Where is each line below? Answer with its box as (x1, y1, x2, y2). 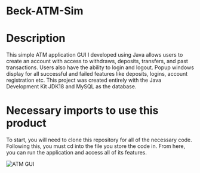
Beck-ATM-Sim (6, 4, 84, 18)
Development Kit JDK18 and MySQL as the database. (6, 83, 137, 90)
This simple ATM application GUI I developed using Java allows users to (6, 51, 183, 58)
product (6, 116, 47, 130)
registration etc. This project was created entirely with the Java (6, 76, 162, 84)
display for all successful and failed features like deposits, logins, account (6, 70, 188, 78)
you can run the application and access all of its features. (6, 149, 147, 156)
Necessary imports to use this (6, 104, 159, 118)
